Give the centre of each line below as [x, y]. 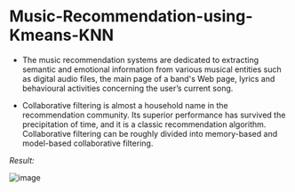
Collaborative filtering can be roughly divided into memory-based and [150, 133]
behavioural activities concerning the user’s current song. [128, 88]
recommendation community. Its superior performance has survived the [154, 115]
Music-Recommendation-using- [131, 16]
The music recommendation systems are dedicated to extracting [140, 60]
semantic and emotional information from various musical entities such [151, 69]
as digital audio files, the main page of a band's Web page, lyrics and [148, 78]
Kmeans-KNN [61, 35]
